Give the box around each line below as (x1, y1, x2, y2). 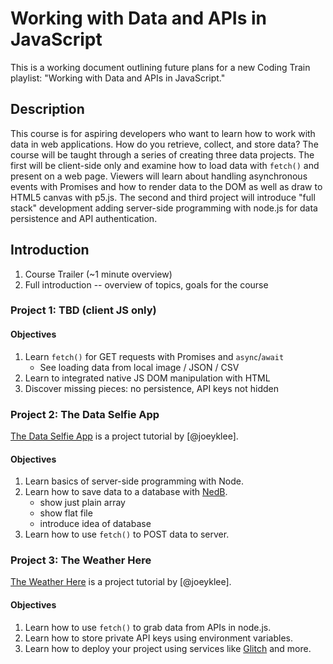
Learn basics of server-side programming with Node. (24, 475, 244, 487)
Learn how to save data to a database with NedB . (24, 486, 228, 498)
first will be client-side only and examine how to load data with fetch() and (10, 159, 320, 171)
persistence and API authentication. (10, 212, 158, 224)
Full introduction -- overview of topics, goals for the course (24, 278, 269, 291)
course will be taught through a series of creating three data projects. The (10, 148, 315, 161)
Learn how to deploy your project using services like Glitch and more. (24, 642, 312, 654)
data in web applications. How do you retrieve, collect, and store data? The (10, 138, 319, 150)
